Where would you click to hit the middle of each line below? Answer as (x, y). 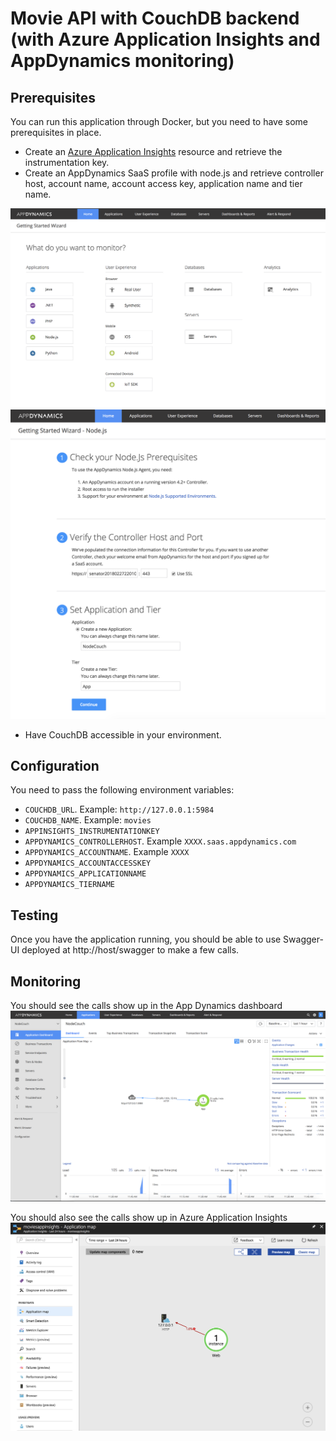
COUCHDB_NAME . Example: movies (88, 820)
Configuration (55, 765)
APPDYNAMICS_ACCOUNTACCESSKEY (88, 863)
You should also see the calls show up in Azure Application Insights (149, 1218)
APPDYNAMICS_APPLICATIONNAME (85, 874)
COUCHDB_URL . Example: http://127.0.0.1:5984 (119, 809)
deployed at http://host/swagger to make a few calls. (130, 950)
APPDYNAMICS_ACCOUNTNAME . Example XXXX (107, 852)
